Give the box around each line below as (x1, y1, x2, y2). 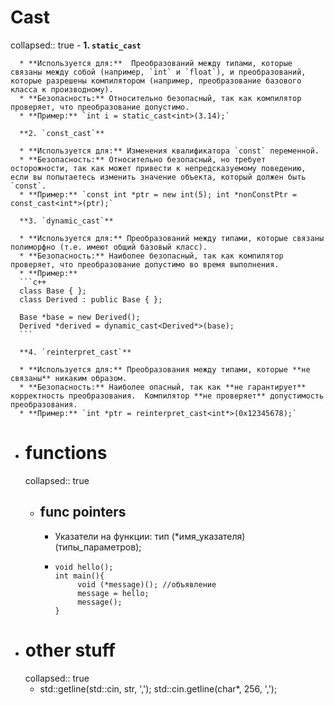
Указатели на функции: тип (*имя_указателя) (54, 530, 246, 542)
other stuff (24, 639, 116, 661)
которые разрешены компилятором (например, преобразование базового (10, 76, 302, 86)
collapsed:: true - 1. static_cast (10, 39, 142, 51)
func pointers (39, 504, 127, 521)
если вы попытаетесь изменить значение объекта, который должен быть (10, 172, 307, 182)
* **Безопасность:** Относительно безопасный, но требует (19, 154, 267, 165)
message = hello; (77, 588, 150, 598)
